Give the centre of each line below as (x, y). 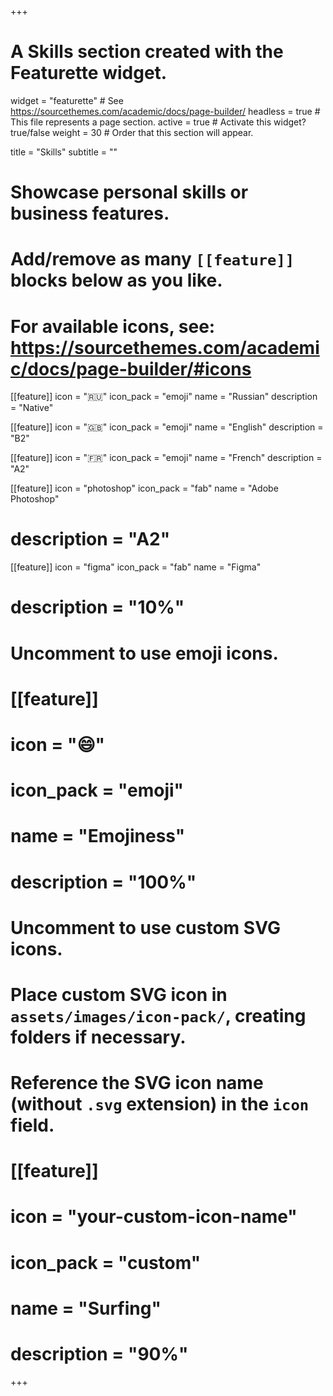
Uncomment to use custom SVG (145, 927)
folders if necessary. (98, 1037)
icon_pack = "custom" (106, 1262)
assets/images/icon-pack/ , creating (158, 1015)
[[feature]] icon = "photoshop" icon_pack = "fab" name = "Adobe (144, 488)
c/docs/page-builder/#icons (131, 368)
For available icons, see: (113, 326)
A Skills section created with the (147, 52)
